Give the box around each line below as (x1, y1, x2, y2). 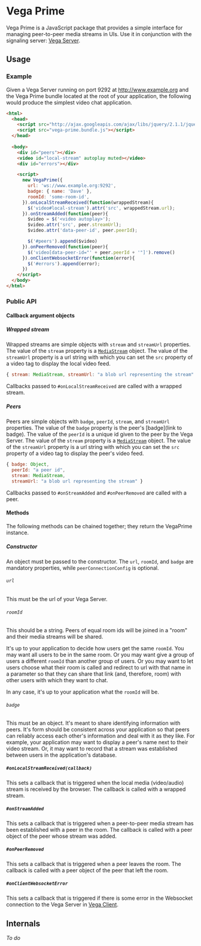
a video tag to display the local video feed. (6, 360, 111, 367)
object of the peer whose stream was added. (6, 832, 117, 840)
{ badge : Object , (6, 462, 50, 468)
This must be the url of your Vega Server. (6, 596, 108, 603)
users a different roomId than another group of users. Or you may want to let (6, 658, 193, 665)
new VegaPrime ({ (22, 177, 63, 183)
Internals (6, 918, 41, 929)
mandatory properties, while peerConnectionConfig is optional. (6, 564, 160, 572)
